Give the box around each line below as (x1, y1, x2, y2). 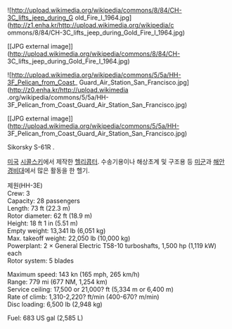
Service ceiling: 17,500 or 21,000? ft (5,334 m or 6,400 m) (7, 285, 174, 293)
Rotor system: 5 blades (7, 256, 74, 265)
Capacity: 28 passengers (7, 197, 81, 205)
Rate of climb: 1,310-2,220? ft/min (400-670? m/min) (7, 292, 160, 301)
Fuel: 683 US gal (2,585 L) (7, 314, 84, 322)
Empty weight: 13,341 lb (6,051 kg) (7, 227, 106, 235)
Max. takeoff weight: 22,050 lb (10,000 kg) (7, 234, 131, 242)
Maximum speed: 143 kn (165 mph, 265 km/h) (7, 271, 140, 278)
